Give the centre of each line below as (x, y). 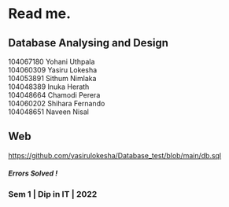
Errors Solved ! (33, 173)
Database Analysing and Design (89, 43)
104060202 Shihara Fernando (57, 103)
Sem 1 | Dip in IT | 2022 (53, 194)
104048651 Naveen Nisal (48, 112)
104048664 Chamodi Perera (54, 95)
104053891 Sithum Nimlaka (52, 78)
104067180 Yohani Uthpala (52, 61)
